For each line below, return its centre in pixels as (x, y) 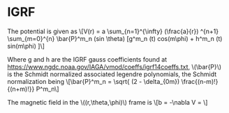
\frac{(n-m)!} (200, 81)
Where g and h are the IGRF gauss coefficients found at (87, 59)
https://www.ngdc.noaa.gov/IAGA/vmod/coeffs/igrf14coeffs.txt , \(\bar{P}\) (114, 67)
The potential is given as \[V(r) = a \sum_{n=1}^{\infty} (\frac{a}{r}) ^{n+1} (113, 31)
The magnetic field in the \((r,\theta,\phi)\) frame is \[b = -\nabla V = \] (108, 102)
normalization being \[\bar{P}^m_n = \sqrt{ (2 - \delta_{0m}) (94, 81)
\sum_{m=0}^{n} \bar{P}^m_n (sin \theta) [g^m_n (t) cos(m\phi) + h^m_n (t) (115, 38)
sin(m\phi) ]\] (26, 46)
